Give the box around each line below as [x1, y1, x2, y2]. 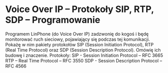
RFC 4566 [5, 63, 27, 69]
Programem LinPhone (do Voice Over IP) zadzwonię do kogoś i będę [5, 31, 149, 37]
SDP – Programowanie [5, 14, 100, 26]
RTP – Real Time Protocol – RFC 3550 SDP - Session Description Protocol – [5, 57, 162, 63]
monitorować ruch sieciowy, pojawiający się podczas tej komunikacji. [5, 36, 150, 42]
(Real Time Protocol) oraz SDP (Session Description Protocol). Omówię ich [5, 47, 161, 53]
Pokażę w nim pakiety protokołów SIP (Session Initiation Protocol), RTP [5, 41, 154, 47]
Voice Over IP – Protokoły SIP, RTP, [5, 4, 154, 15]
